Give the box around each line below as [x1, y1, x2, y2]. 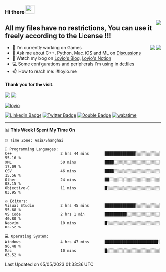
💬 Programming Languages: [5, 146, 58, 152]
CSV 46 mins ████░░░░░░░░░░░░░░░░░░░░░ [5, 168, 161, 173]
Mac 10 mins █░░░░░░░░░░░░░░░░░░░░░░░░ [5, 248, 161, 253]
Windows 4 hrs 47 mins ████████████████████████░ [5, 239, 161, 244]
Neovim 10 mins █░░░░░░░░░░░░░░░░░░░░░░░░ [5, 220, 161, 225]
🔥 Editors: [5, 198, 28, 204]
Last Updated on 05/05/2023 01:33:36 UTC [5, 261, 94, 267]
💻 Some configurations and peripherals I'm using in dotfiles [12, 61, 135, 67]
